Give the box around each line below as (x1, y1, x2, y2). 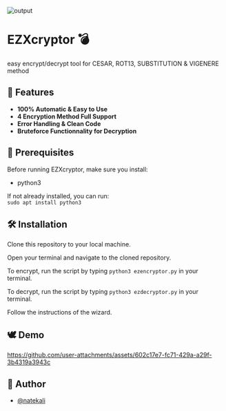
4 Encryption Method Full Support (17, 112, 117, 120)
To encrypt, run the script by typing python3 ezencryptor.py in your (7, 267, 198, 275)
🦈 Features (7, 87, 54, 98)
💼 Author (7, 378, 46, 390)
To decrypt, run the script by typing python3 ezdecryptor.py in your (7, 288, 198, 296)
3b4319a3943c (7, 358, 51, 366)
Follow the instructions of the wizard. (7, 308, 112, 317)
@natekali (17, 397, 46, 404)
